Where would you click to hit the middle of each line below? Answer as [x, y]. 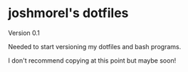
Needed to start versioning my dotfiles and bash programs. [95, 46]
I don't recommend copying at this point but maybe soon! [92, 60]
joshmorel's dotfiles [68, 13]
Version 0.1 [24, 33]
